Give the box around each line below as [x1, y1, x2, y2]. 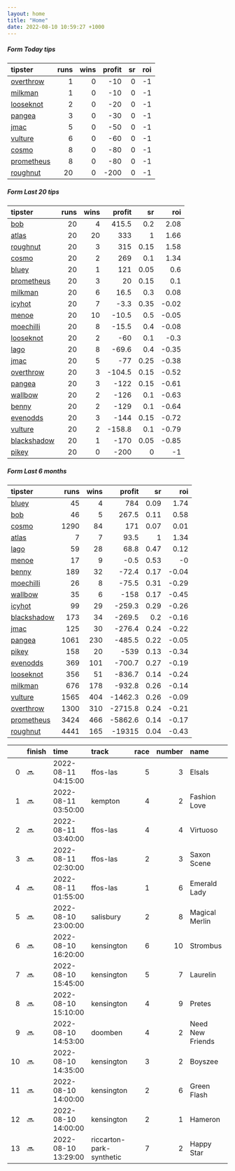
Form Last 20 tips [7, 187, 59, 196]
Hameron [190, 1115, 220, 1125]
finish [27, 747, 47, 756]
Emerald [190, 878, 218, 888]
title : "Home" [7, 17, 49, 24]
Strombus [190, 941, 222, 951]
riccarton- [90, 1135, 126, 1144]
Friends [190, 1036, 215, 1046]
